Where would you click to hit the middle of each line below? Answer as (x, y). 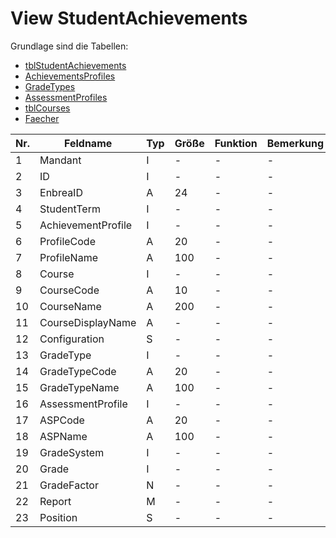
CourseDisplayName (88, 322)
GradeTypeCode (78, 371)
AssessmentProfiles (66, 97)
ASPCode (62, 420)
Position (58, 517)
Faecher (42, 118)
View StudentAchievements (129, 18)
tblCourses (47, 108)
